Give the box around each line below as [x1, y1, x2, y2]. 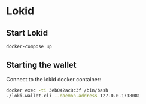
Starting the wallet [6, 60, 77, 70]
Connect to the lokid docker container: [6, 75, 101, 83]
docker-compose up [6, 43, 52, 49]
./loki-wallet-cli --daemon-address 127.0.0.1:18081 [6, 93, 141, 99]
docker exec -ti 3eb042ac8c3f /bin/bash [6, 87, 109, 93]
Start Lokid [6, 28, 48, 38]
